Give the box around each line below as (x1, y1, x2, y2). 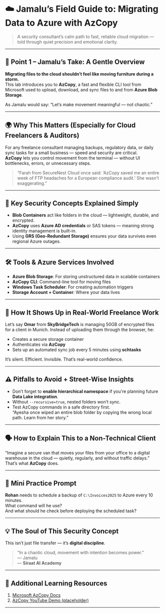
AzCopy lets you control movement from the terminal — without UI (5, 155, 140, 161)
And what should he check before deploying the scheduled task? (5, 508, 137, 514)
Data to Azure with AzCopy (5, 17, 118, 29)
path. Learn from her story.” (12, 414, 69, 420)
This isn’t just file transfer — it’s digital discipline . (5, 540, 106, 546)
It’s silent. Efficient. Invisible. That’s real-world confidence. (5, 356, 123, 362)
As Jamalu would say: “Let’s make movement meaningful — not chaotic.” (5, 101, 153, 107)
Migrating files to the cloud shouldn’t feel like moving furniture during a (5, 71, 154, 77)
